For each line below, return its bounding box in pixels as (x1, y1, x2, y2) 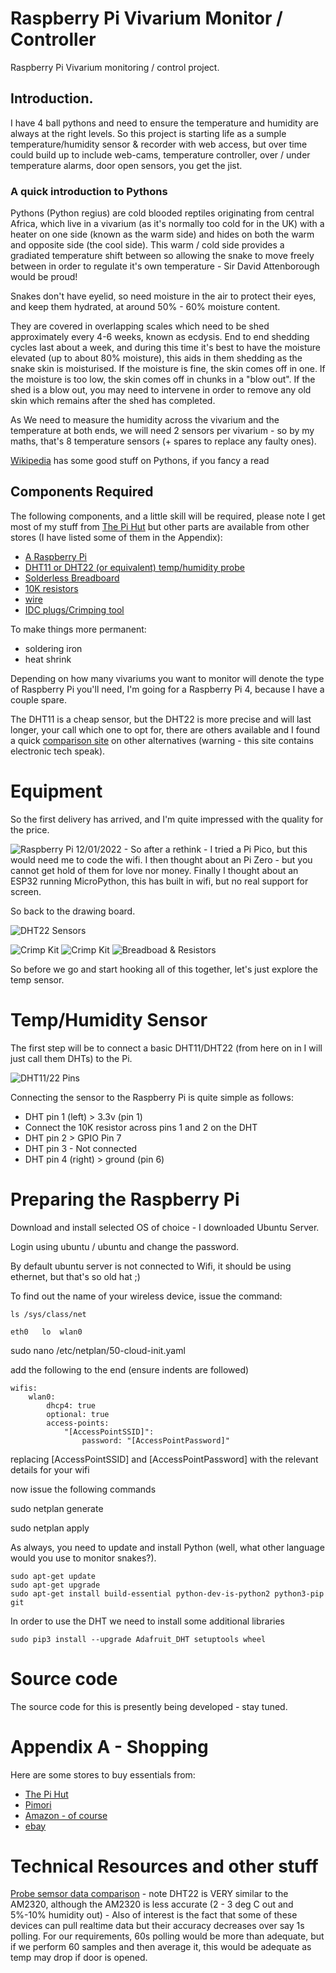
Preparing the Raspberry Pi (10, 1188, 240, 1211)
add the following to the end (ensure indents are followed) (10, 1363, 250, 1376)
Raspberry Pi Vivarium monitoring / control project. (10, 61, 220, 73)
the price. (10, 823, 50, 836)
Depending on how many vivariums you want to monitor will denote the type (10, 672, 325, 684)
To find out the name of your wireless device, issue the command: (10, 1290, 283, 1302)
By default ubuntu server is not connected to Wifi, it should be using (10, 1260, 292, 1272)
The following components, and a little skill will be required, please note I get (10, 510, 326, 522)
